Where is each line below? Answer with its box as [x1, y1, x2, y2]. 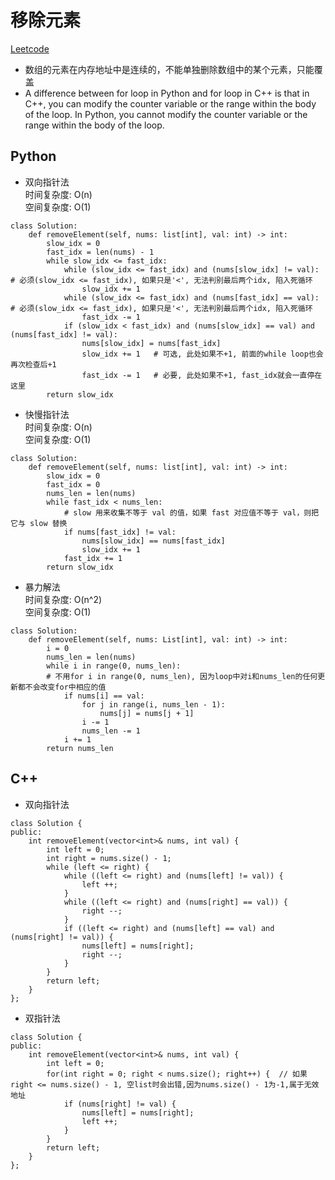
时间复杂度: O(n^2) [24, 593, 103, 605]
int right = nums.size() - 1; [46, 853, 172, 863]
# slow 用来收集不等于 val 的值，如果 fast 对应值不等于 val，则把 [63, 507, 320, 518]
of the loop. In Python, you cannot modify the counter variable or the [24, 108, 308, 120]
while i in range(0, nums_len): [46, 661, 182, 671]
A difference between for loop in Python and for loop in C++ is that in [24, 87, 310, 99]
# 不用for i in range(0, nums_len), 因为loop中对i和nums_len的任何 [46, 671, 318, 681]
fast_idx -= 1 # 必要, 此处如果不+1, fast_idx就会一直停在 [81, 370, 323, 380]
